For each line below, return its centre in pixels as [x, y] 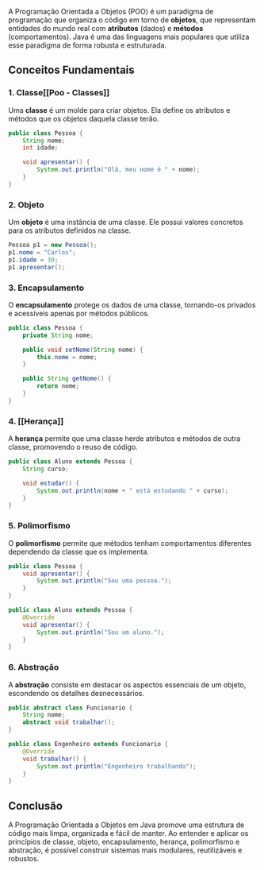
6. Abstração [34, 667]
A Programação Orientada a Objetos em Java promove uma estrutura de [126, 825]
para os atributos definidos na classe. [70, 230]
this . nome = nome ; [67, 357]
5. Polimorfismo [40, 526]
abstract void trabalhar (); [69, 722]
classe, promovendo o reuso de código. [73, 447]
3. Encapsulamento [46, 288]
